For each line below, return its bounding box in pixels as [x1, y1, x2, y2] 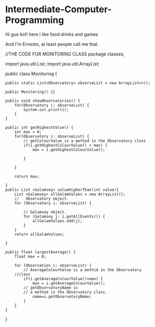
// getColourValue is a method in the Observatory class [23, 138, 146, 143]
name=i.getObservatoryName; [32, 294, 92, 299]
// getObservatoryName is [23, 285, 79, 290]
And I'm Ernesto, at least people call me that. [5, 41, 99, 47]
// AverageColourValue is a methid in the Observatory [23, 267, 142, 273]
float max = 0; [14, 254, 47, 259]
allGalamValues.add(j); [32, 218, 83, 223]
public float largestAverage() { [5, 249, 76, 255]
